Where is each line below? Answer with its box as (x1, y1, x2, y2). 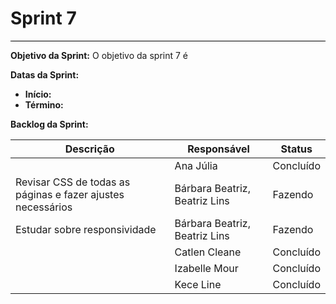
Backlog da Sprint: (10, 118, 89, 130)
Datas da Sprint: (10, 68, 80, 81)
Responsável (187, 142, 250, 156)
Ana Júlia (174, 158, 218, 172)
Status (280, 142, 313, 156)
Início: (24, 88, 52, 100)
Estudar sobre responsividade (15, 222, 157, 236)
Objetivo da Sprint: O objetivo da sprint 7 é (10, 49, 188, 61)
